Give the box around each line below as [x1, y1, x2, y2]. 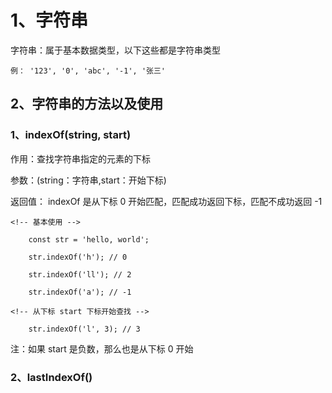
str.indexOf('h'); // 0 [28, 252, 128, 262]
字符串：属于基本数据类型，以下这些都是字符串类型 [10, 44, 221, 56]
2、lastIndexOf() [10, 370, 93, 384]
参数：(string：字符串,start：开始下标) [10, 174, 167, 186]
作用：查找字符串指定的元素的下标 [10, 152, 151, 165]
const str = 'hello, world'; [28, 234, 150, 245]
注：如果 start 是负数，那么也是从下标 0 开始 [10, 342, 194, 355]
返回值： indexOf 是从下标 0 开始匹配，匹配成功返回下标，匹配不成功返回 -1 [10, 195, 323, 207]
